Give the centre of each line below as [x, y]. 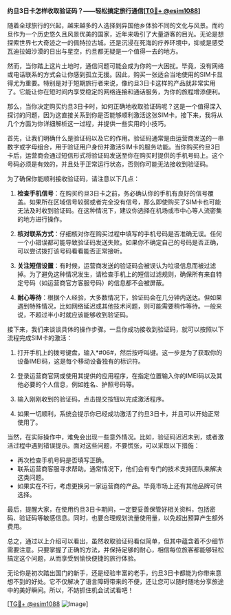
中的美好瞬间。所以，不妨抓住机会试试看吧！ [70, 590]
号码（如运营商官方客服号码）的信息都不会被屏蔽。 [96, 283]
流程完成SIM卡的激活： [40, 338]
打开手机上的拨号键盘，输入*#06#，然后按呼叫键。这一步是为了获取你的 [120, 353]
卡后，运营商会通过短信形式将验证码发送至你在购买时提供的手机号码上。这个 [115, 155]
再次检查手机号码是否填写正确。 [62, 460]
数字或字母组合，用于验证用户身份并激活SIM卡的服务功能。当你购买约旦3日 [114, 147]
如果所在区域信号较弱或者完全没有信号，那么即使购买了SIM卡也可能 [125, 202]
